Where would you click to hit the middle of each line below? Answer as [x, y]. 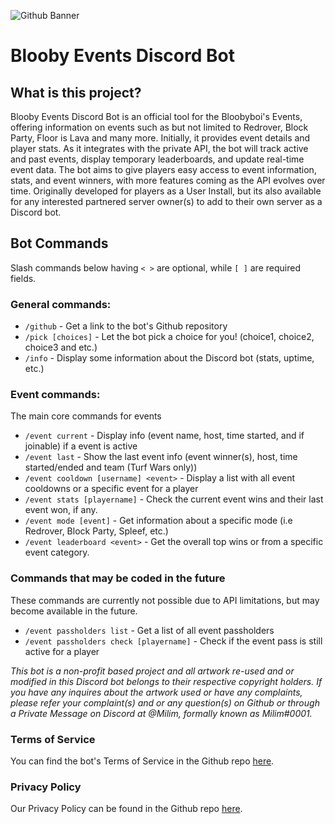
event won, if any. [61, 510]
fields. [23, 278]
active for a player [62, 651]
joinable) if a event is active [81, 446]
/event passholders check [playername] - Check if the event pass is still [173, 641]
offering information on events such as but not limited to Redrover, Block [159, 127]
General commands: [61, 304]
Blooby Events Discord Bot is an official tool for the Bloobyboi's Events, [156, 116]
